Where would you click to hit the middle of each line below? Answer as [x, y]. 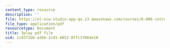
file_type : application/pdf [35, 24]
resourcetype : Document [30, 28]
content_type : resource [30, 10]
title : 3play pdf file [29, 33]
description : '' [22, 14]
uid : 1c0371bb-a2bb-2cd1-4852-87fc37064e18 [52, 38]
